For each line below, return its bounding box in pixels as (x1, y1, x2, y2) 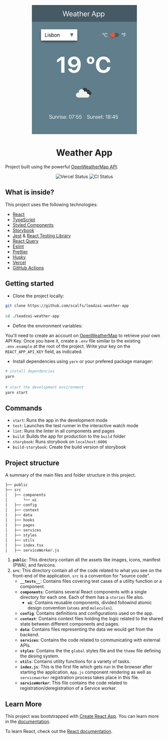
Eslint (12, 243, 24, 249)
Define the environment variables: (12, 323, 83, 329)
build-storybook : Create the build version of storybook (12, 444, 126, 450)
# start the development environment (5, 384, 84, 390)
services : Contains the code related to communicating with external (20, 637, 160, 643)
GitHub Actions (12, 264, 44, 271)
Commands (5, 404, 43, 413)
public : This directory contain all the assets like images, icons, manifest (12, 557, 160, 563)
